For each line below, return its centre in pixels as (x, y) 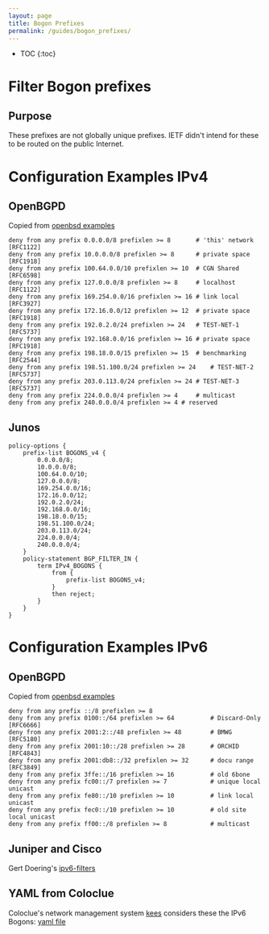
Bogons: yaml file (37, 921)
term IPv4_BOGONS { (70, 566)
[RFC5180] (25, 740)
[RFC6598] (25, 276)
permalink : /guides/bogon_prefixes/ (70, 31)
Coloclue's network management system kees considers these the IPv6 (127, 913)
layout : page (30, 16)
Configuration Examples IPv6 (108, 647)
